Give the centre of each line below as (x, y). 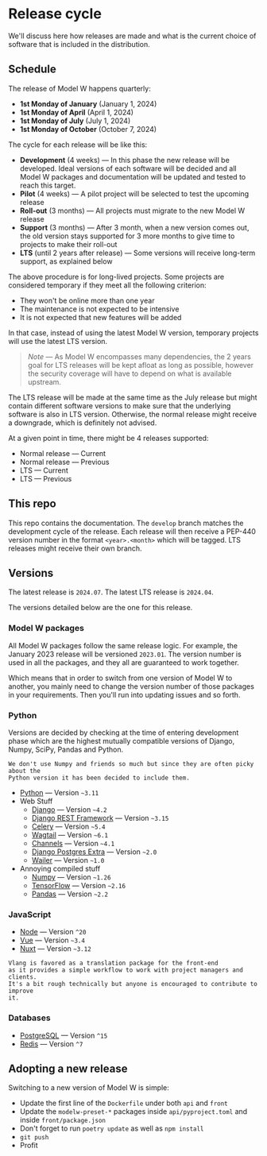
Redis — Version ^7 (51, 1044)
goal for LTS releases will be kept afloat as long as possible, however (141, 365)
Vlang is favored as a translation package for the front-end (113, 963)
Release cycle (55, 14)
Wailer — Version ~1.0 (68, 860)
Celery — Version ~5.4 (68, 826)
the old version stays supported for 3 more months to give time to (127, 236)
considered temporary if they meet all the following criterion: (107, 285)
